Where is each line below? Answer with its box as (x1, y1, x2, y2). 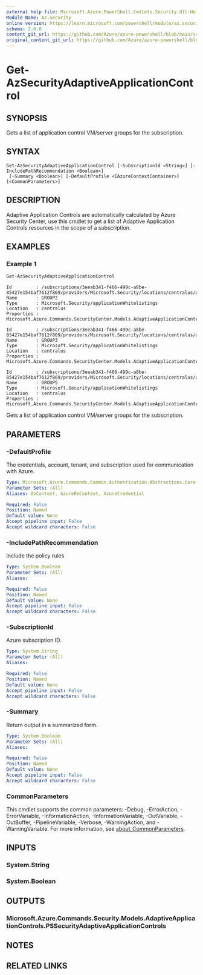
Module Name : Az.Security (6, 15, 71, 21)
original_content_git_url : (6, 37, 74, 43)
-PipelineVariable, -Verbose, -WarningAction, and (33, 819, 156, 826)
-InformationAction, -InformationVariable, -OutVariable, (42, 813, 179, 820)
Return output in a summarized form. (6, 721, 98, 728)
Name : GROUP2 (6, 295, 59, 301)
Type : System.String (6, 648, 59, 654)
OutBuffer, (6, 819, 32, 826)
